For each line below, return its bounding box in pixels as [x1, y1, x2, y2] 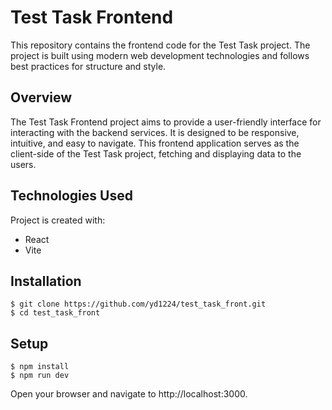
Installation [10, 272, 82, 290]
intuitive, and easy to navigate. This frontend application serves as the [10, 137, 300, 149]
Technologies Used [10, 187, 133, 205]
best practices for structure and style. [10, 60, 167, 72]
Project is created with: [10, 214, 106, 226]
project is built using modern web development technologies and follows [10, 49, 310, 61]
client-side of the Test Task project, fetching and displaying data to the [10, 147, 302, 160]
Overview [10, 89, 73, 106]
